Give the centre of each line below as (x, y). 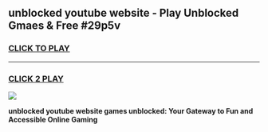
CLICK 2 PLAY (36, 78)
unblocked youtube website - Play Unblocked (124, 13)
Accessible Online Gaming (53, 119)
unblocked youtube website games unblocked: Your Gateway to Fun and (131, 110)
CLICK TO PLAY (39, 49)
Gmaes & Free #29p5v (65, 26)
